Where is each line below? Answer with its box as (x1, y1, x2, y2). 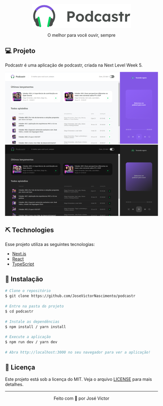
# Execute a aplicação (5, 335, 51, 340)
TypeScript (12, 261, 34, 267)
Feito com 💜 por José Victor (53, 395, 110, 401)
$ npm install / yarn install (5, 324, 66, 329)
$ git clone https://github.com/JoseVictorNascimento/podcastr (5, 293, 136, 299)
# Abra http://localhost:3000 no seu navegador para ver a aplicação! (5, 350, 151, 355)
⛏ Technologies (5, 226, 54, 234)
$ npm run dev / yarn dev (5, 340, 57, 345)
